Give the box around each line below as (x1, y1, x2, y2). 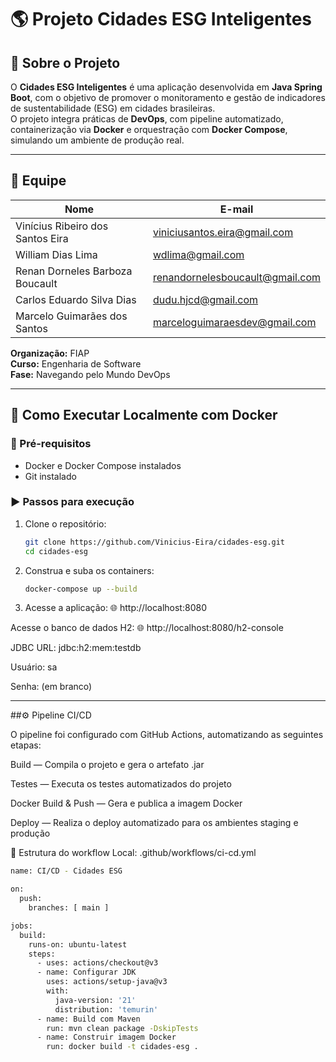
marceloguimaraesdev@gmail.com (152, 315, 317, 329)
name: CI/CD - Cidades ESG (10, 866, 123, 876)
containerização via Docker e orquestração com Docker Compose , (10, 124, 288, 135)
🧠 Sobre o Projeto (10, 54, 121, 71)
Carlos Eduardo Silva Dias (15, 292, 137, 306)
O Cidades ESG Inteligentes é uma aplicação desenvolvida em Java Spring (10, 81, 323, 93)
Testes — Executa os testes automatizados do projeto (10, 778, 232, 790)
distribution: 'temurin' (54, 1004, 159, 1015)
